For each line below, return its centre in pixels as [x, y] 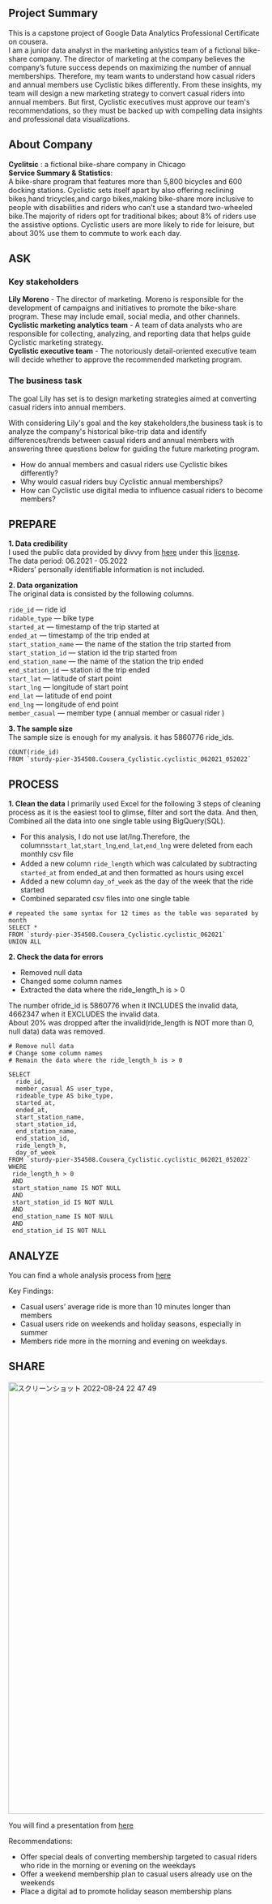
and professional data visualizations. [69, 119]
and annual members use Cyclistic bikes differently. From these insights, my [135, 84]
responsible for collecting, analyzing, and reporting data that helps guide [130, 334]
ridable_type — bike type [51, 618]
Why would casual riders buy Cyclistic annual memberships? [121, 481]
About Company [51, 145]
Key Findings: [31, 1291]
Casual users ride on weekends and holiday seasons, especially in [130, 1324]
